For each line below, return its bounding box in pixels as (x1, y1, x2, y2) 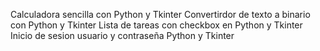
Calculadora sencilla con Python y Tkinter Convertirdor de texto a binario (10, 9, 311, 20)
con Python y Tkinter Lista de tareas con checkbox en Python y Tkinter (10, 19, 303, 31)
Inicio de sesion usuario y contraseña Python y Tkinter (10, 30, 235, 41)
